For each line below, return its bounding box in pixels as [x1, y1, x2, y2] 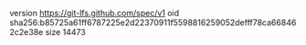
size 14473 [45, 27, 87, 37]
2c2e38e [9, 27, 44, 37]
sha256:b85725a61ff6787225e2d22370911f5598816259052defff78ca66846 [9, 17, 297, 28]
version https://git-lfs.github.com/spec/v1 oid [9, 8, 180, 18]
